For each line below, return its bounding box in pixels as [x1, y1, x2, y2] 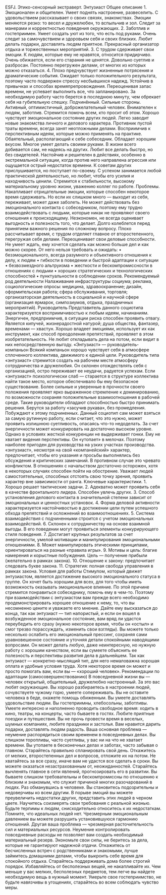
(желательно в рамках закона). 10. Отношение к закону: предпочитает [5, 558, 155, 564]
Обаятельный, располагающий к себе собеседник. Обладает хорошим [5, 136, 156, 142]
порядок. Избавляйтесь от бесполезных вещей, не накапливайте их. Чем [5, 863, 161, 869]
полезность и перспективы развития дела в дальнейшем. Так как [5, 652, 145, 658]
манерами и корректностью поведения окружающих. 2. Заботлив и [5, 25, 150, 31]
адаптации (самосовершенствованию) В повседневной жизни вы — [5, 674, 150, 679]
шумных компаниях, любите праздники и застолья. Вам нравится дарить [5, 721, 161, 727]
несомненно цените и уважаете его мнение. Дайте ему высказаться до [5, 605, 158, 611]
